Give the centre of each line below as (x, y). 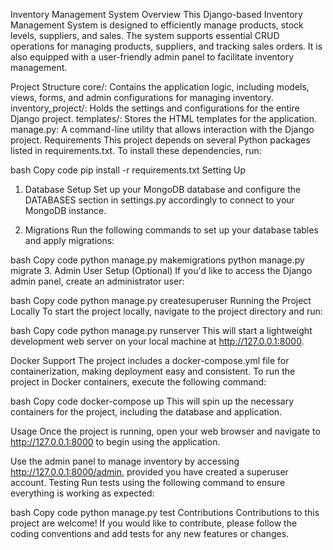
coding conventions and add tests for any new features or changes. (150, 533)
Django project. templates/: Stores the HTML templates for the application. (164, 118)
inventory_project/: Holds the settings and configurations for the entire (155, 108)
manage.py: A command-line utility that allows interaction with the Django (162, 129)
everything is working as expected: (82, 493)
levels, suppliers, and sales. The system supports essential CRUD (145, 35)
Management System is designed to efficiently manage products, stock (157, 25)
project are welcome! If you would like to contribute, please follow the (154, 523)
